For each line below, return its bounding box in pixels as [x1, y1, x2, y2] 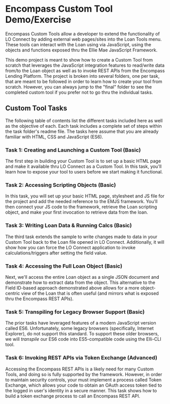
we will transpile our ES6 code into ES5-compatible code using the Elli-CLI [5, 336, 161, 342]
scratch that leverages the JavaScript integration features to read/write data [5, 62, 165, 68]
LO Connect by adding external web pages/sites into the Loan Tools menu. [5, 36, 162, 42]
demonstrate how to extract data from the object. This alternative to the [5, 279, 155, 285]
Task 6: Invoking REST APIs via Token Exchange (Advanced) [5, 354, 158, 361]
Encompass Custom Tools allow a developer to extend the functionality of [5, 31, 160, 37]
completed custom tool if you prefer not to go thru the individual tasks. [5, 89, 153, 95]
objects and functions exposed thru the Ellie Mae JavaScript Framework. [5, 47, 158, 53]
